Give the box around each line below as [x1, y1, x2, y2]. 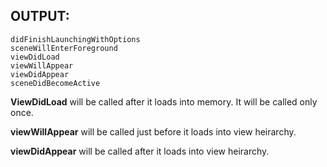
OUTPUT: [10, 8, 70, 25]
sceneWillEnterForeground [10, 43, 118, 53]
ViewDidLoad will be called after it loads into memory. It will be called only [10, 95, 318, 108]
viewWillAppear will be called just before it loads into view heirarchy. [10, 125, 297, 138]
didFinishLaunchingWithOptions [10, 34, 141, 44]
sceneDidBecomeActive [10, 78, 101, 88]
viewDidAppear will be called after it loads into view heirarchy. [10, 145, 270, 157]
